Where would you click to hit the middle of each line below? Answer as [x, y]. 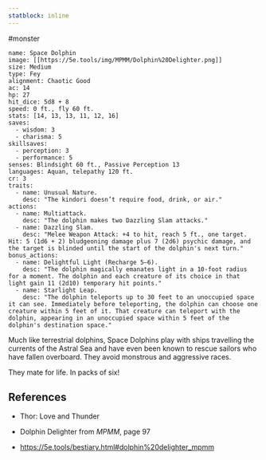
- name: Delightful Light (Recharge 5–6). [87, 262]
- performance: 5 [44, 157]
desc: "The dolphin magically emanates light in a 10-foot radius [135, 269]
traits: [21, 185]
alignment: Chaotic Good [49, 81]
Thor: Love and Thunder [59, 416]
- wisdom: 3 [35, 130]
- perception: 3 [42, 151]
